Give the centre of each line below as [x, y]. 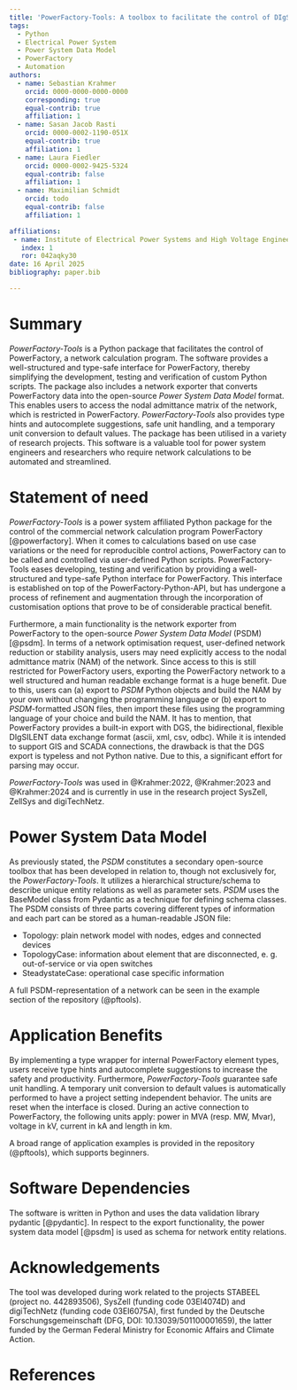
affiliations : [35, 231]
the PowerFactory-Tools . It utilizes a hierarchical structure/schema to [135, 880]
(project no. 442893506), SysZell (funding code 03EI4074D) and [127, 1301]
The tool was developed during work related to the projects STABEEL [135, 1292]
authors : [25, 75]
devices [36, 944]
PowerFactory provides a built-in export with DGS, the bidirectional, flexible [146, 727]
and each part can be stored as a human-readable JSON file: [120, 918]
